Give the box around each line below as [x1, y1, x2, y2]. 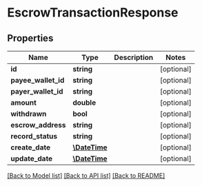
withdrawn [10, 109, 47, 118]
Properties [7, 32, 54, 44]
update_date [10, 154, 53, 163]
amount [10, 98, 37, 107]
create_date [10, 143, 50, 152]
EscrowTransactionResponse [7, 5, 179, 21]
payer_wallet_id [10, 87, 63, 96]
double [72, 98, 97, 107]
